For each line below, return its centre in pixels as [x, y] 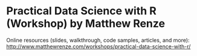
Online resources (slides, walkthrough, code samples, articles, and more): [98, 40]
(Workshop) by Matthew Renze [86, 24]
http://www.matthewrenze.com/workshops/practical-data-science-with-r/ [98, 46]
